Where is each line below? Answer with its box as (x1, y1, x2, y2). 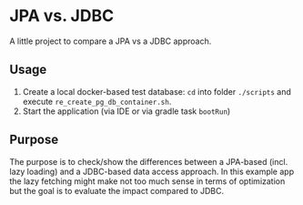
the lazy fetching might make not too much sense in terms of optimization (9, 175, 286, 187)
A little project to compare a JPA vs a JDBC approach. (9, 36, 212, 46)
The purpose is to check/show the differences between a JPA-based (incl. (9, 156, 288, 167)
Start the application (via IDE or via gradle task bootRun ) (22, 106, 231, 117)
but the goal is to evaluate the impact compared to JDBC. (9, 185, 225, 196)
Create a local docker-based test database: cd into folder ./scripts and (22, 86, 291, 97)
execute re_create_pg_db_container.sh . (22, 96, 172, 107)
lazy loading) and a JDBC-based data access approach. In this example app (9, 166, 294, 177)
